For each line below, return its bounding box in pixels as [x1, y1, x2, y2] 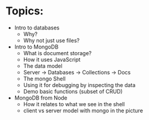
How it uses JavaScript [23, 56, 81, 63]
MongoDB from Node [14, 94, 67, 101]
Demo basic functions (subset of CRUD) [23, 88, 123, 95]
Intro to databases [14, 24, 60, 31]
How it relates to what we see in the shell [23, 100, 125, 107]
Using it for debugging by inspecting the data [23, 81, 136, 88]
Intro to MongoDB [14, 43, 59, 50]
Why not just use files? [23, 37, 80, 44]
